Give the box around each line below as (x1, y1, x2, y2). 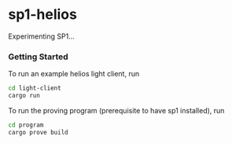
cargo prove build (8, 128, 68, 136)
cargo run (8, 92, 41, 100)
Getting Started (8, 51, 68, 62)
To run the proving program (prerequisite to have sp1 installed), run (8, 105, 225, 115)
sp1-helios (8, 6, 77, 24)
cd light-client (8, 84, 61, 92)
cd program (8, 120, 44, 129)
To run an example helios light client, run (8, 69, 140, 79)
